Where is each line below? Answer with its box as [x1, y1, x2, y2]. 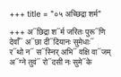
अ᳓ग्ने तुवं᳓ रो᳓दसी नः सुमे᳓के [9, 56, 92, 67]
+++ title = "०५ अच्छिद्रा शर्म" [9, 9, 102, 19]
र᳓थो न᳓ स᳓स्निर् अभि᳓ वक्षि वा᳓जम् [9, 47, 111, 57]
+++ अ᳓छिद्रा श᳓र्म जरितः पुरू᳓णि [9, 27, 106, 37]
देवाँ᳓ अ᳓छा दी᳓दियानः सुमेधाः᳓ [9, 37, 95, 47]
